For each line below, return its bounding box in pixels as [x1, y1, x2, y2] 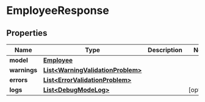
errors [9, 76, 28, 84]
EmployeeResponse [6, 4, 110, 18]
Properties [6, 28, 48, 38]
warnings [9, 66, 38, 74]
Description [147, 46, 183, 54]
